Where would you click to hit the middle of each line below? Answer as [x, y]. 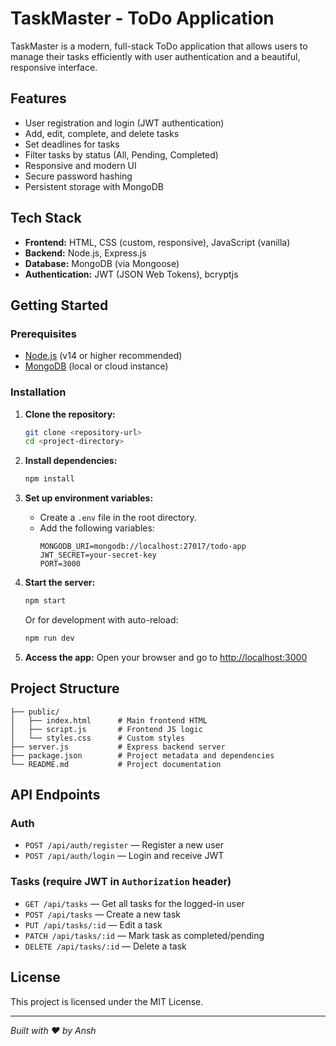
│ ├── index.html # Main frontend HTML [109, 720]
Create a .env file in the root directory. [118, 518]
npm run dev [49, 638]
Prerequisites [43, 334]
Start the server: [60, 583]
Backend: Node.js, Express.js [85, 253]
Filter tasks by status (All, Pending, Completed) [121, 154]
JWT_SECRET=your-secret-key [98, 555]
